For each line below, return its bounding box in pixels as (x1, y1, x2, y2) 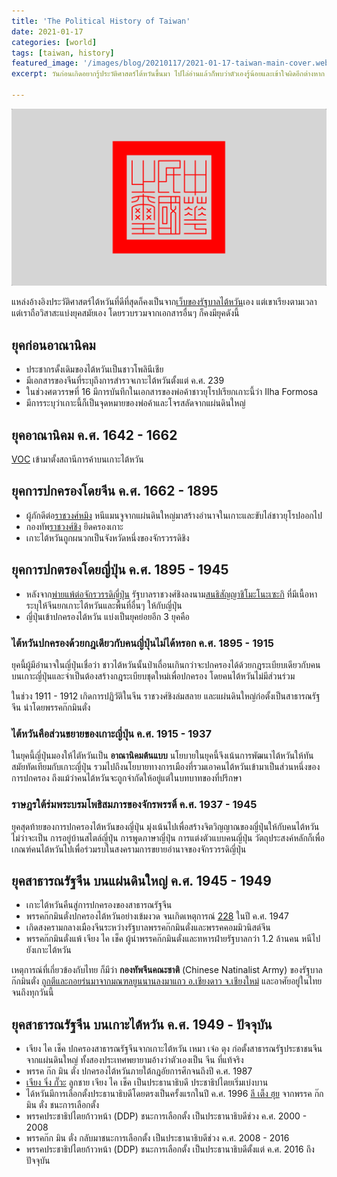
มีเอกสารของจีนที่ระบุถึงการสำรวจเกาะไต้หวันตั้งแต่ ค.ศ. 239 (25, 375, 225, 387)
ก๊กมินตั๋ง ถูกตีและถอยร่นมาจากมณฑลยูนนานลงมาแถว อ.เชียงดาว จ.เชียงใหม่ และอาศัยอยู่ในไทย (11, 975, 323, 987)
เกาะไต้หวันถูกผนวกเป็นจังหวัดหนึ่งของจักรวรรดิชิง (25, 531, 190, 544)
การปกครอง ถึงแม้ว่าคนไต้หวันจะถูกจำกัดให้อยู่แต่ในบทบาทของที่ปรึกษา (11, 772, 243, 784)
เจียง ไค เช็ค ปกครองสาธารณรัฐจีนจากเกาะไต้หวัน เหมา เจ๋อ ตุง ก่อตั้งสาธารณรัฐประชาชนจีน (25, 1043, 323, 1055)
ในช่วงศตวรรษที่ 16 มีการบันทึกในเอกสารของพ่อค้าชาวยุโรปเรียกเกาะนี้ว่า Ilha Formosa (25, 386, 319, 398)
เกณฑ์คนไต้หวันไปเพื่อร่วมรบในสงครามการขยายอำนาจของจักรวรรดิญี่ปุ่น (11, 843, 247, 855)
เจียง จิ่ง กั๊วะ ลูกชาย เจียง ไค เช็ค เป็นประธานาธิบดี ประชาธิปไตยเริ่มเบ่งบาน (25, 1076, 269, 1089)
